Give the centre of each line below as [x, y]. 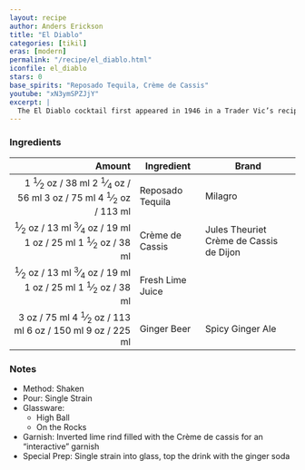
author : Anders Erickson [56, 26]
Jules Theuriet [236, 230]
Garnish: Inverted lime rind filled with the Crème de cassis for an [143, 437]
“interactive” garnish [61, 446]
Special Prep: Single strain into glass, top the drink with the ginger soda [156, 456]
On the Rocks [61, 427]
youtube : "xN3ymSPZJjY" [54, 93]
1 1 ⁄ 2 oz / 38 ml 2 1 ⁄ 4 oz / [78, 183]
